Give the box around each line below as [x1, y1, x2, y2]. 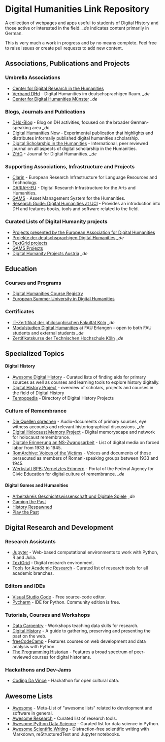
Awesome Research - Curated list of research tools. [12, 715, 117, 721]
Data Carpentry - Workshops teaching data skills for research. [12, 623, 139, 629]
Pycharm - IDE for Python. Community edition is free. [12, 599, 121, 605]
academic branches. [12, 570, 54, 576]
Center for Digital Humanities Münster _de [12, 96, 98, 102]
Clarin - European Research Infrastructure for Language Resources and [12, 174, 158, 181]
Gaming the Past [12, 498, 46, 504]
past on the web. [12, 633, 47, 639]
